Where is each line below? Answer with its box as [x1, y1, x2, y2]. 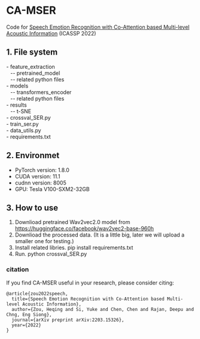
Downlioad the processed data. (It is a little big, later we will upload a [14, 231, 184, 238]
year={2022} [11, 322, 42, 328]
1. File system [6, 47, 58, 57]
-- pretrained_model [10, 69, 60, 77]
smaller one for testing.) [14, 238, 74, 245]
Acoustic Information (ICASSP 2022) [6, 29, 96, 37]
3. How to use [6, 202, 59, 213]
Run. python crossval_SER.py [14, 250, 87, 258]
